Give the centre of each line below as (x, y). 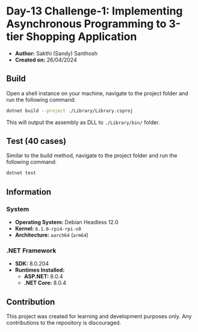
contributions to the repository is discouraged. (64, 323)
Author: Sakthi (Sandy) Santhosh (56, 53)
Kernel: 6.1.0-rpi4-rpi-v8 (48, 228)
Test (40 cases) (36, 141)
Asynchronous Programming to (86, 24)
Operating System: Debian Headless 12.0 (67, 222)
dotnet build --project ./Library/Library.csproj (70, 111)
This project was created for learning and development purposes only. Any (99, 316)
